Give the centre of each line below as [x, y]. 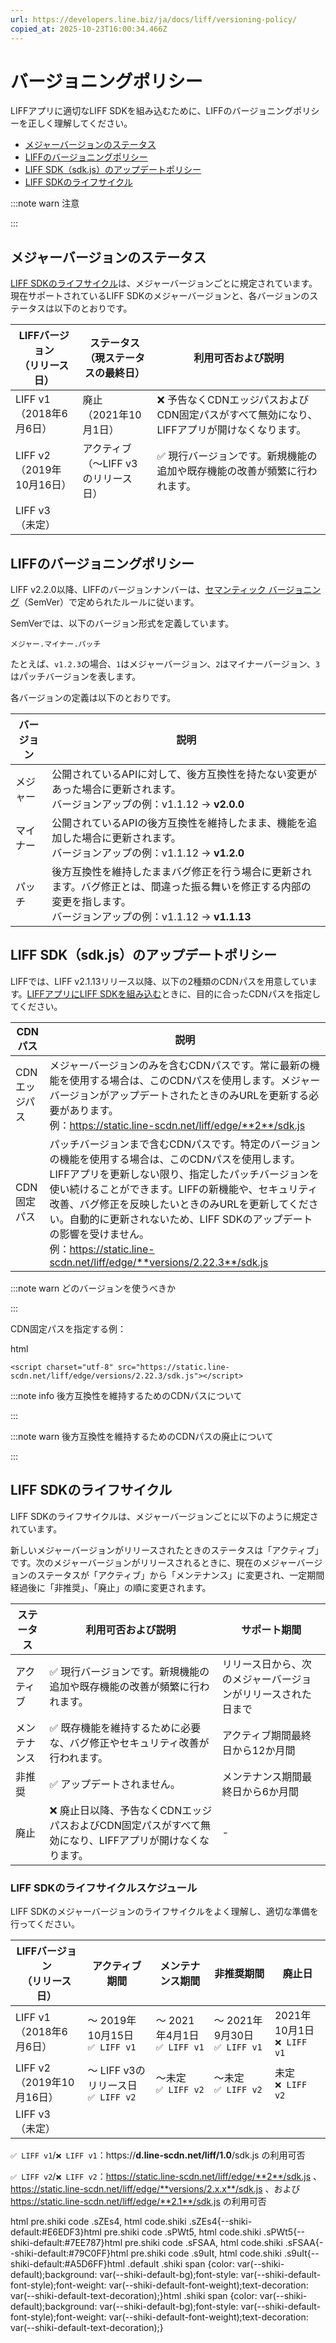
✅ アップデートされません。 [115, 1784]
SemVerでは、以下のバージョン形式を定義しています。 [122, 623]
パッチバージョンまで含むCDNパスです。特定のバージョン [185, 1144]
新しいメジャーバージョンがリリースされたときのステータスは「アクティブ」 [167, 1550]
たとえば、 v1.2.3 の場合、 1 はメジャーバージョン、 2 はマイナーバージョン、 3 [165, 664]
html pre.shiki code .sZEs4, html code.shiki [98, 2221]
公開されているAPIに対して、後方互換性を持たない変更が [184, 774]
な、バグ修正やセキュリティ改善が [129, 1743]
